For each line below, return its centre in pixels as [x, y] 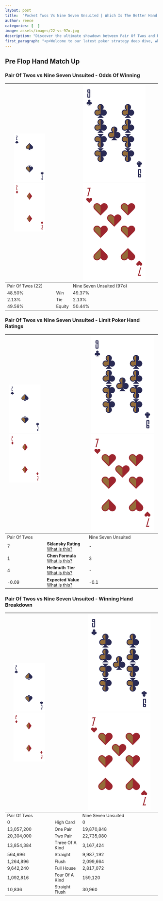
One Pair [63, 829]
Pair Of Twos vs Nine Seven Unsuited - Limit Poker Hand [72, 320]
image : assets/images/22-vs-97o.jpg [42, 31]
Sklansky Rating [64, 544]
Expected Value [63, 579]
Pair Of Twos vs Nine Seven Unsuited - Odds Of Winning [73, 76]
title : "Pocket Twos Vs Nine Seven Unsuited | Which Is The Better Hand [81, 15]
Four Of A [64, 875]
